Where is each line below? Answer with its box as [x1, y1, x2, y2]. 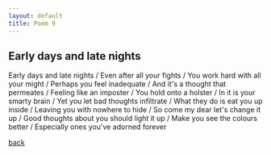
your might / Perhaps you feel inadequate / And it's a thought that [8, 79, 227, 89]
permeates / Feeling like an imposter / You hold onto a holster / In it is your [8, 88, 256, 98]
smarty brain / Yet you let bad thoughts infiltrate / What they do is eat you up [8, 96, 264, 106]
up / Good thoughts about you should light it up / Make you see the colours [8, 114, 258, 124]
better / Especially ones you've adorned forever [8, 122, 167, 132]
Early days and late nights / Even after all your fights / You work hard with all [8, 70, 261, 81]
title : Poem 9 [8, 19, 56, 27]
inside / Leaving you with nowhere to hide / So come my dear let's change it [8, 105, 261, 115]
